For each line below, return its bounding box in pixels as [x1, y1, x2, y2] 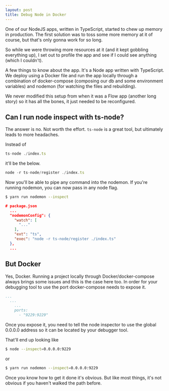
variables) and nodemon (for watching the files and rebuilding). [5, 83, 137, 89]
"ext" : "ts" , [14, 232, 42, 237]
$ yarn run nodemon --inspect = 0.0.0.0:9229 [5, 365, 98, 370]
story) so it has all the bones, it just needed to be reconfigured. [5, 98, 136, 104]
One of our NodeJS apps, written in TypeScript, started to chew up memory [5, 26, 163, 32]
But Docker [5, 260, 41, 268]
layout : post [5, 7, 33, 13]
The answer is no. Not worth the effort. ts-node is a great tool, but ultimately [5, 126, 163, 132]
